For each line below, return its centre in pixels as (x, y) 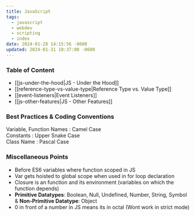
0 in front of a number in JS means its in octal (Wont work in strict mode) (102, 207)
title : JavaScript (28, 11)
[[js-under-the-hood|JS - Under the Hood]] (67, 83)
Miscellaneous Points (37, 157)
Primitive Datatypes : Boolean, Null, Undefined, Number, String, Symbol (101, 194)
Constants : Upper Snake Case (43, 136)
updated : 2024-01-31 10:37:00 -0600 (51, 50)
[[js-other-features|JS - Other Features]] (63, 102)
